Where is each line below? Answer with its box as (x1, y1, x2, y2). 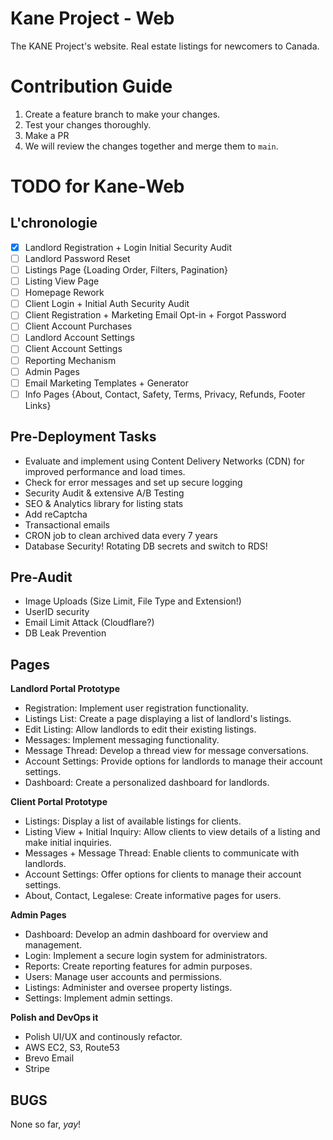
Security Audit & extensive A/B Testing (24, 487, 185, 499)
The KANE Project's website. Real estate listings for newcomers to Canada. (10, 40, 320, 52)
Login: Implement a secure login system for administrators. (24, 950, 268, 962)
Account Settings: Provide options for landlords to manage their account (24, 755, 323, 767)
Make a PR (24, 129, 70, 141)
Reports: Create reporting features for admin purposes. (24, 960, 253, 972)
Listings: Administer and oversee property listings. (24, 982, 233, 994)
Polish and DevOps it (10, 1012, 99, 1024)
